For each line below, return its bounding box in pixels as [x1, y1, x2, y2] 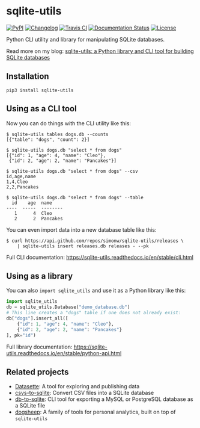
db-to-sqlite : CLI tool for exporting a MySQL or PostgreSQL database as [14, 395, 193, 403]
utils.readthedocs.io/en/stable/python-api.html [6, 349, 122, 356]
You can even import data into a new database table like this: [6, 226, 157, 233]
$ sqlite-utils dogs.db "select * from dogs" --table [6, 194, 144, 200]
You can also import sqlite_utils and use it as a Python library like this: [6, 287, 186, 294]
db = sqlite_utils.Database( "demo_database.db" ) [6, 304, 130, 311]
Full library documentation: [6, 343, 73, 350]
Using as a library [6, 271, 73, 281]
